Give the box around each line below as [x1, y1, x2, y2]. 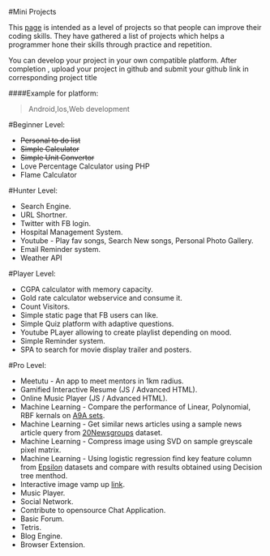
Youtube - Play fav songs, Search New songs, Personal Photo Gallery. [19, 236, 254, 246]
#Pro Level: [8, 361, 47, 370]
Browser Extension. [19, 540, 86, 550]
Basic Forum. [19, 514, 65, 524]
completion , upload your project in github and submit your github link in [8, 64, 249, 74]
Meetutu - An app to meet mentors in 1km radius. [19, 376, 184, 386]
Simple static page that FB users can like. [19, 310, 159, 319]
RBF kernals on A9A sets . [19, 411, 105, 420]
